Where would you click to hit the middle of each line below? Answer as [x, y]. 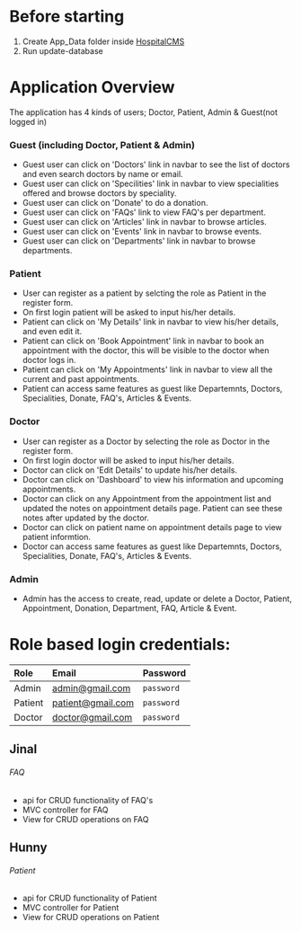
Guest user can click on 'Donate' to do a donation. [115, 203]
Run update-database [62, 50]
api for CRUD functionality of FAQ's [88, 800]
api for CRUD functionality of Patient [89, 898]
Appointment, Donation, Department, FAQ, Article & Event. [129, 608]
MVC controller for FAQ [65, 810]
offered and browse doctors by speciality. [99, 193]
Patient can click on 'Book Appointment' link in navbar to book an [143, 341]
